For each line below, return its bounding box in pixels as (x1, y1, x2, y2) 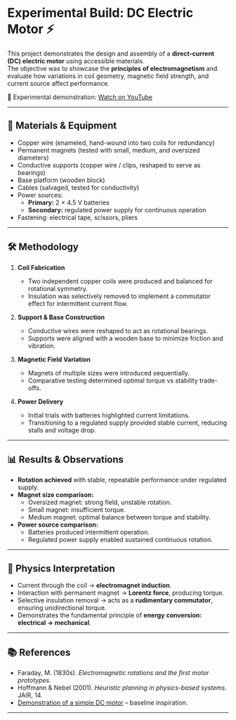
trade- (199, 376, 218, 385)
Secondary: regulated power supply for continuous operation (27, 205, 206, 214)
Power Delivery (17, 397, 64, 406)
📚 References (7, 646, 71, 658)
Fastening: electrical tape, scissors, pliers (17, 213, 138, 221)
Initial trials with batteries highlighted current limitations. (27, 411, 190, 419)
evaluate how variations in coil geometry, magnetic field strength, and (7, 72, 209, 80)
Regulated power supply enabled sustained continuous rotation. (27, 536, 213, 544)
